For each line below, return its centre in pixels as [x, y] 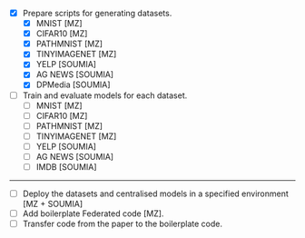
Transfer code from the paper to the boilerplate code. [122, 224]
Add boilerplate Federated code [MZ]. [93, 213]
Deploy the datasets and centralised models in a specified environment [155, 193]
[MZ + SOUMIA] [53, 204]
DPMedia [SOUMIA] [73, 84]
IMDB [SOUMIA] [66, 166]
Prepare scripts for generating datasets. [97, 13]
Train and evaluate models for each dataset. [105, 95]
